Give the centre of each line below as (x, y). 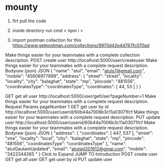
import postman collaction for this (47, 40)
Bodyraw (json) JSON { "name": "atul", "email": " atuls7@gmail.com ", (75, 70)
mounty (22, 7)
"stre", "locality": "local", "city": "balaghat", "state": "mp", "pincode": (75, 138)
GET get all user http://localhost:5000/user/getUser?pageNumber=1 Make (81, 96)
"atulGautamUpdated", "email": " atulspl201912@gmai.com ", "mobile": (76, 149)
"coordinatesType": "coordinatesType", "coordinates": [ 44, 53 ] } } (73, 86)
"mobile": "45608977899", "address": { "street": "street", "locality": (74, 76)
